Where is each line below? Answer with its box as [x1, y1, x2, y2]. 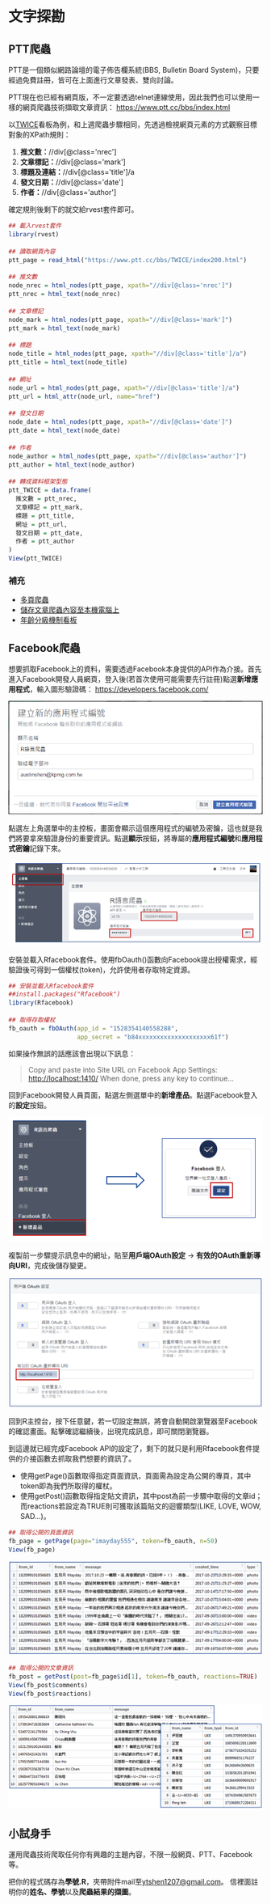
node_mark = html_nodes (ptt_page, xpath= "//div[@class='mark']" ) [8, 315, 232, 324]
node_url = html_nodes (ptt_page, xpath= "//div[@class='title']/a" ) [8, 383, 240, 392]
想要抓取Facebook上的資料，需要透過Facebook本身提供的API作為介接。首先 [8, 664, 262, 674]
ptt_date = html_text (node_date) [8, 426, 121, 434]
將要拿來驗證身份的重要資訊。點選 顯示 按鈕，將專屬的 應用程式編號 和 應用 [15, 833, 256, 843]
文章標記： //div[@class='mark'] [19, 157, 127, 167]
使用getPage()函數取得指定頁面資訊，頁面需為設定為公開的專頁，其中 [19, 1470, 252, 1480]
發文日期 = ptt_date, [15, 529, 83, 537]
